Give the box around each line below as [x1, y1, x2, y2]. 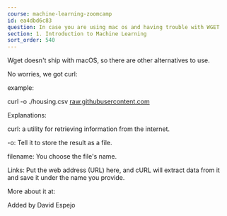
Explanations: [7, 111, 47, 120]
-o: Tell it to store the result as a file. [7, 139, 112, 147]
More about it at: [7, 187, 56, 195]
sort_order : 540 [7, 37, 55, 44]
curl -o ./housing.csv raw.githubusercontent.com [7, 97, 150, 106]
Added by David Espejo [7, 201, 76, 210]
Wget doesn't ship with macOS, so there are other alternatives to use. [7, 56, 210, 64]
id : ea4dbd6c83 [7, 17, 52, 24]
